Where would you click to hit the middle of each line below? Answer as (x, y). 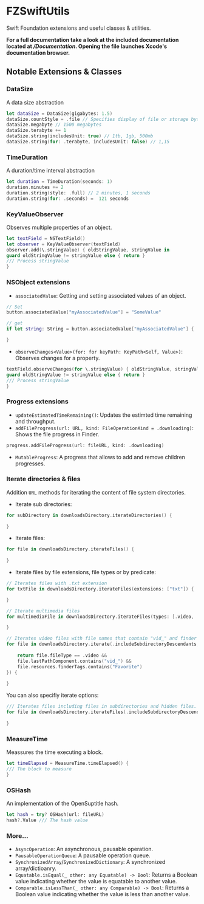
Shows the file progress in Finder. (57, 434)
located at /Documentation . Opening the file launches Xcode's (87, 46)
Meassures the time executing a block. (55, 752)
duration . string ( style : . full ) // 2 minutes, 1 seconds (78, 193)
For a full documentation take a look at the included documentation (93, 39)
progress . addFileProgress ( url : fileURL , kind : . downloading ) (85, 445)
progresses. (30, 464)
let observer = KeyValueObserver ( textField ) (63, 244)
